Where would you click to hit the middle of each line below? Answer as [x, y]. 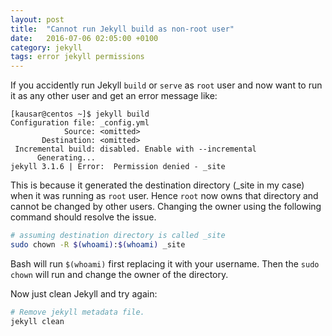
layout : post [37, 19]
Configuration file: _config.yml [80, 123]
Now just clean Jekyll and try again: [84, 293]
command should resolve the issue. [83, 217]
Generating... [66, 158]
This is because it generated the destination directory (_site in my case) [157, 185]
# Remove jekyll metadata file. [77, 312]
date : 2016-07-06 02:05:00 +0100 [84, 38]
